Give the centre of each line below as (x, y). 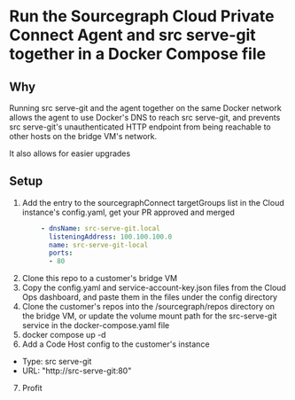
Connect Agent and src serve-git (133, 35)
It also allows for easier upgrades (70, 153)
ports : (61, 253)
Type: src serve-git (57, 362)
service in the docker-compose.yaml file (96, 325)
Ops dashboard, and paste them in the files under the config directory (149, 297)
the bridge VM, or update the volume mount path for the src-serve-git (149, 316)
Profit (32, 388)
